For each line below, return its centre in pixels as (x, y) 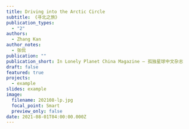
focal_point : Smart (36, 106)
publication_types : (30, 23)
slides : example (26, 89)
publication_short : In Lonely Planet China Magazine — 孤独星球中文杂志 (95, 61)
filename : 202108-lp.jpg (42, 100)
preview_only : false (37, 111)
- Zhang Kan (27, 39)
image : (14, 95)
